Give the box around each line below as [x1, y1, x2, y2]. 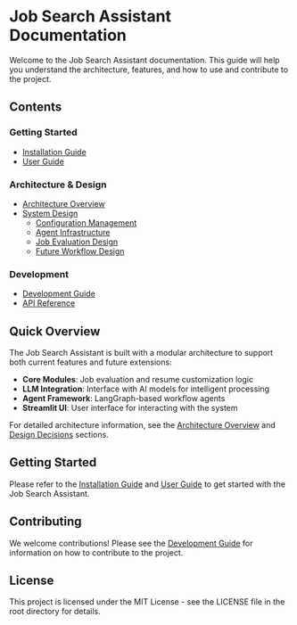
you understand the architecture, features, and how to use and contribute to [9, 64, 288, 75]
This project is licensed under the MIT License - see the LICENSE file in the [9, 596, 285, 607]
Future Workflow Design [35, 245, 125, 256]
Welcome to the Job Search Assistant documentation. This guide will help [9, 54, 280, 65]
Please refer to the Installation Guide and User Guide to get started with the [9, 479, 285, 489]
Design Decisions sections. [9, 430, 109, 440]
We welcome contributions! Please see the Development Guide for [9, 538, 253, 548]
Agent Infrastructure [35, 226, 111, 237]
